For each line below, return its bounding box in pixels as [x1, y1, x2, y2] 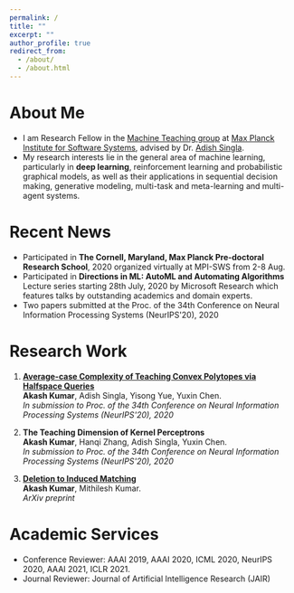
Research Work [9, 341, 128, 362]
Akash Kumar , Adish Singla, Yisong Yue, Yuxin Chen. [22, 390, 222, 400]
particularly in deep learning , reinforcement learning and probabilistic [22, 161, 283, 172]
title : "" [9, 22, 47, 31]
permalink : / [9, 13, 59, 23]
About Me [9, 103, 85, 123]
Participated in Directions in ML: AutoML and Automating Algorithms [22, 270, 285, 281]
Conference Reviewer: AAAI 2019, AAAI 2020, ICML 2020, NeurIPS [22, 553, 273, 565]
